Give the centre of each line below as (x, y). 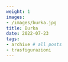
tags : (13, 39)
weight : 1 (18, 12)
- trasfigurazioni (29, 50)
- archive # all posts (34, 45)
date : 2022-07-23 (27, 34)
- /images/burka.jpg (32, 22)
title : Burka (22, 28)
